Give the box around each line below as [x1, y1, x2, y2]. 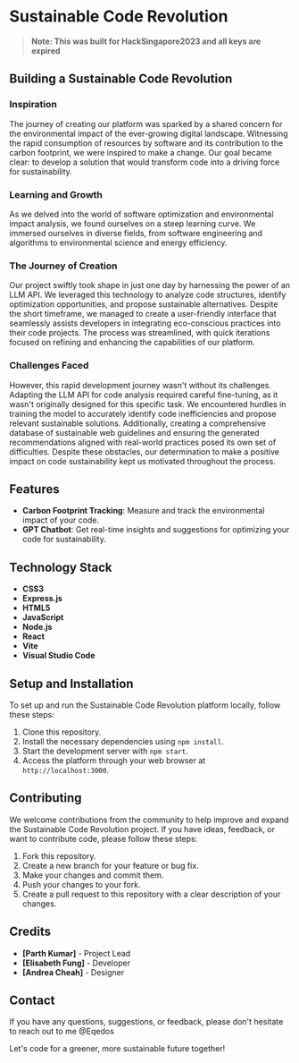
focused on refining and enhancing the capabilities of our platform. [9, 337, 256, 348]
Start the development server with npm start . [21, 745, 189, 756]
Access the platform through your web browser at [21, 754, 206, 766]
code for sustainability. [21, 534, 107, 545]
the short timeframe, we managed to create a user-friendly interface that [9, 309, 277, 319]
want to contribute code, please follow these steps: [9, 833, 198, 844]
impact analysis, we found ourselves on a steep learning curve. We [9, 217, 256, 229]
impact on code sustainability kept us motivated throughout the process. [9, 455, 277, 466]
